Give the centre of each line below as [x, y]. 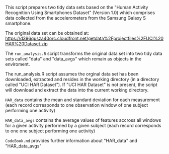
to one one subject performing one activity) [50, 131]
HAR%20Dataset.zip [26, 44]
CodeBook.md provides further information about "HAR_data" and [71, 141]
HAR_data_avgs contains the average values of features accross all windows [83, 120]
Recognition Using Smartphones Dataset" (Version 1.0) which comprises [80, 13]
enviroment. [18, 64]
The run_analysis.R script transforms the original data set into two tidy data [84, 53]
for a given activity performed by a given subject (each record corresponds [83, 126]
